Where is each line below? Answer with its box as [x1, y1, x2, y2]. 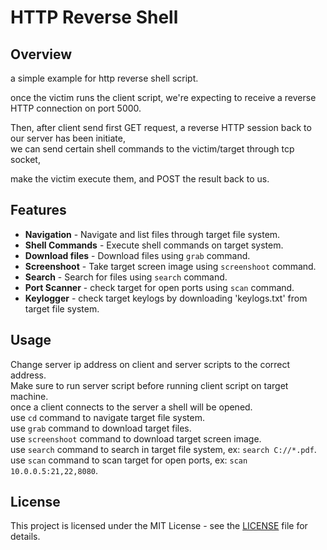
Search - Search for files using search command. [24, 271, 228, 283]
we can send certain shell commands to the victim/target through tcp [10, 143, 295, 155]
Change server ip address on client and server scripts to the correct [10, 358, 291, 370]
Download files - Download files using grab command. [24, 249, 251, 261]
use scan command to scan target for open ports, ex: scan [10, 454, 248, 466]
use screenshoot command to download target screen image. [10, 432, 262, 445]
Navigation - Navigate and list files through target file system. [24, 228, 281, 240]
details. [10, 531, 41, 543]
